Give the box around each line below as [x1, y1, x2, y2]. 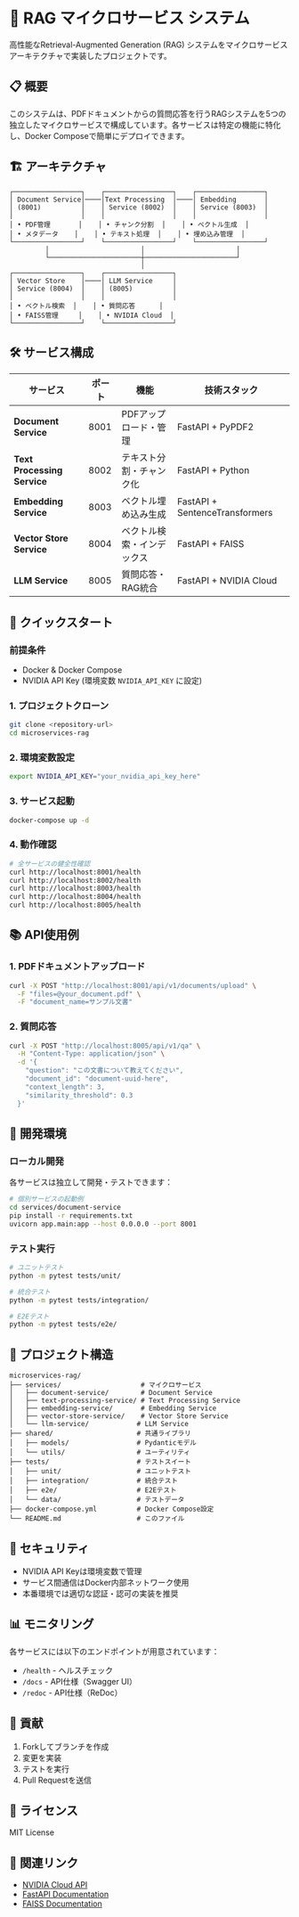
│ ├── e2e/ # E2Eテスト [9, 1486, 177, 1495]
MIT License [9, 1827, 55, 1838]
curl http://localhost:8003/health [9, 884, 141, 893]
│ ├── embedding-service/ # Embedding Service [9, 1404, 217, 1413]
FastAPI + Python [176, 464, 250, 477]
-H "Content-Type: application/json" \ [17, 1049, 166, 1058]
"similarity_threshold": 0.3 [25, 1090, 133, 1100]
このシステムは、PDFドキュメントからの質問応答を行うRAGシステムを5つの [9, 108, 287, 118]
